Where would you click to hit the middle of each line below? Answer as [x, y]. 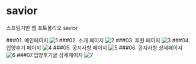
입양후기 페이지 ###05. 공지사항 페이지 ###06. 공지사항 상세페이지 [94, 48]
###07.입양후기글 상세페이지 [50, 55]
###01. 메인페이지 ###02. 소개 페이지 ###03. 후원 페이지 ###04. [98, 40]
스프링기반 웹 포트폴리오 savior [42, 28]
